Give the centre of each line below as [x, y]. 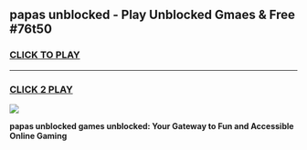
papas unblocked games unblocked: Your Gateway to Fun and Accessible [152, 125]
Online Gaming [38, 135]
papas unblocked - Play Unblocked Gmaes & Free [152, 15]
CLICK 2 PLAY [41, 89]
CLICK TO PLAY [45, 55]
